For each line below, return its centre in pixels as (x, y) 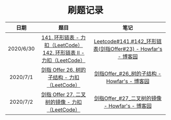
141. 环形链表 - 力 (64, 37)
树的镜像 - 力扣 (64, 102)
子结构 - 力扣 (64, 77)
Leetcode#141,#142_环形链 (128, 41)
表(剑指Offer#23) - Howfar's (128, 49)
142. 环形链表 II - (64, 53)
